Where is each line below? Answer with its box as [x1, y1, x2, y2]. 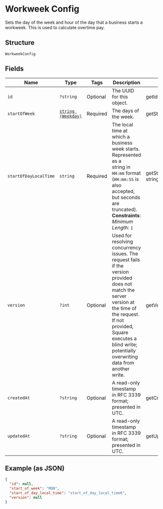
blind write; [112, 341, 137, 348]
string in [112, 163, 131, 170]
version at [112, 299, 135, 305]
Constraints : [112, 212, 141, 219]
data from [112, 359, 134, 366]
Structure [5, 39, 35, 47]
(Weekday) [59, 113, 82, 119]
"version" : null [9, 495, 42, 500]
